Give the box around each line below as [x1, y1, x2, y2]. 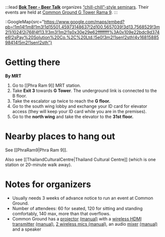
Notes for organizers [5, 179, 91, 190]
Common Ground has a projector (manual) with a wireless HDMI [12, 215, 142, 222]
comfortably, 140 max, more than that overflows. [12, 211, 111, 216]
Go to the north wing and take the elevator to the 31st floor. [12, 114, 134, 119]
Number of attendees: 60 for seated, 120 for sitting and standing [12, 205, 143, 211]
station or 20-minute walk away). [5, 162, 72, 167]
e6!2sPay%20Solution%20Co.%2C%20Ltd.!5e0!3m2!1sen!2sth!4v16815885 [5, 34, 159, 40]
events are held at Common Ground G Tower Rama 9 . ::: [5, 9, 118, 15]
